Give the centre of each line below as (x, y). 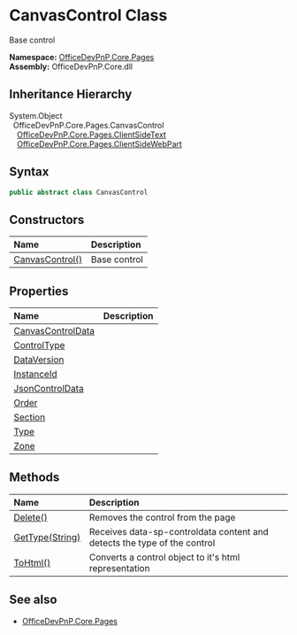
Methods (34, 478)
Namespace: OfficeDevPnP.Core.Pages (82, 57)
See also (33, 600)
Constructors (47, 219)
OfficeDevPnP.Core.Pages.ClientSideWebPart (100, 143)
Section (30, 417)
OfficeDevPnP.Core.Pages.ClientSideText (91, 135)
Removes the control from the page (162, 517)
